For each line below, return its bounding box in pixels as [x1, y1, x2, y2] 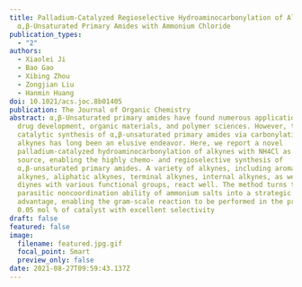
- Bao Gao [17, 64, 54, 73]
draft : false [9, 213, 58, 223]
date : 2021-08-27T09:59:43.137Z [9, 265, 130, 274]
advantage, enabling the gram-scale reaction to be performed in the [17, 197, 283, 207]
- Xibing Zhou [17, 72, 70, 81]
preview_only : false [17, 256, 94, 265]
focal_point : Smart [17, 247, 91, 256]
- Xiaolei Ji [17, 55, 67, 64]
